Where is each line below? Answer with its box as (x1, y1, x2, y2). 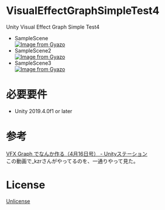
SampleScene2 (14, 47, 51, 54)
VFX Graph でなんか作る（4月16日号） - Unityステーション (6, 150, 148, 157)
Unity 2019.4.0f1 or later (14, 107, 73, 114)
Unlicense (6, 197, 30, 205)
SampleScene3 (14, 60, 51, 66)
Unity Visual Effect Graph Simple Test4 (6, 23, 100, 30)
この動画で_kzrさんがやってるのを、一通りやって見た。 (6, 157, 139, 164)
